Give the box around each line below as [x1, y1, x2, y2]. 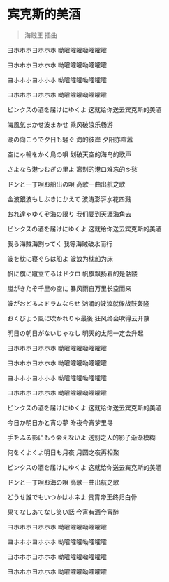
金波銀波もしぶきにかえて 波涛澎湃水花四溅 [7, 194, 131, 203]
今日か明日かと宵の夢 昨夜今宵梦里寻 [7, 418, 113, 426]
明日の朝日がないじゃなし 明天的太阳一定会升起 [7, 329, 144, 337]
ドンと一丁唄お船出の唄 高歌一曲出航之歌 [7, 180, 126, 188]
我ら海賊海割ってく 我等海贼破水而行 [7, 239, 113, 248]
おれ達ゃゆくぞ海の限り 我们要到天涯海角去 [7, 210, 131, 218]
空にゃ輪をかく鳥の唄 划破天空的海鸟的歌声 [7, 150, 131, 158]
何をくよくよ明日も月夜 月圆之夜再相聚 [7, 448, 119, 456]
